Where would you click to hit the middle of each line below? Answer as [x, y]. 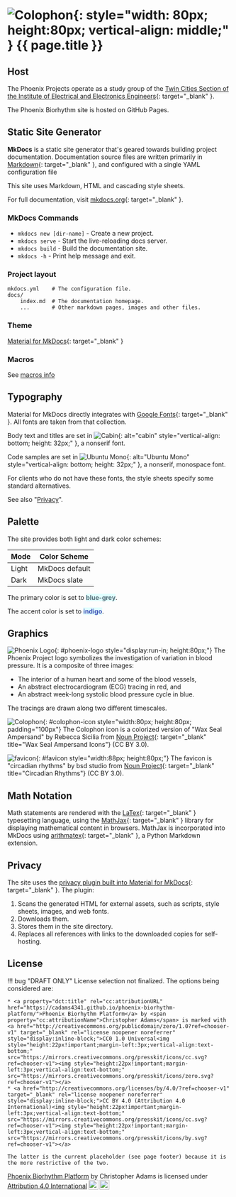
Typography [35, 397]
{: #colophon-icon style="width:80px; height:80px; [117, 722]
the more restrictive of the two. [58, 1163]
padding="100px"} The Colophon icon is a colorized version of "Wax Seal [114, 729]
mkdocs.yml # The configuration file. [69, 289]
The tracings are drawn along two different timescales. [88, 708]
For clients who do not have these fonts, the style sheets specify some [111, 478]
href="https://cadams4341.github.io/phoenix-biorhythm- [91, 1007]
